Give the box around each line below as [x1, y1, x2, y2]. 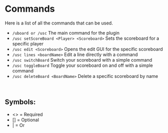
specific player [12, 40, 44, 46]
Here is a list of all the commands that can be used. [5, 20, 113, 26]
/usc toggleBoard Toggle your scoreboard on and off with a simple [12, 62, 153, 68]
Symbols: [5, 98, 36, 107]
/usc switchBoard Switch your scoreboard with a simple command [12, 57, 152, 63]
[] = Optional [12, 117, 39, 123]
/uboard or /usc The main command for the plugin [12, 30, 120, 36]
